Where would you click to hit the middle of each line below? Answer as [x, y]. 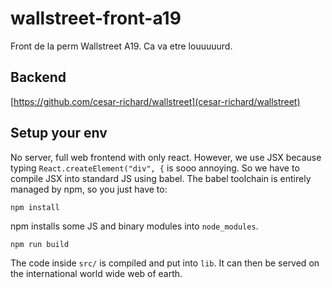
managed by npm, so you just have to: [89, 189]
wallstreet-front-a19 [96, 18]
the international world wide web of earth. [96, 273]
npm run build [40, 244]
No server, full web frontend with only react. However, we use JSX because [166, 157]
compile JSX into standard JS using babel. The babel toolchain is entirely [161, 178]
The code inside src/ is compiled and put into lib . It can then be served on [165, 263]
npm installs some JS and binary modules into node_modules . [134, 226]
